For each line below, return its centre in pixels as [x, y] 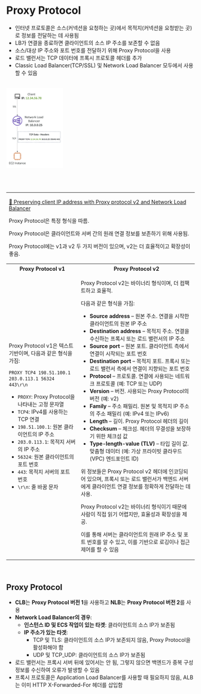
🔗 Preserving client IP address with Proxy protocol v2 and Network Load [98, 202]
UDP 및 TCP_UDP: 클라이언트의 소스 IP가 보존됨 [89, 655]
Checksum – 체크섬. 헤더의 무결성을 [132, 429]
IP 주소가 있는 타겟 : [46, 632]
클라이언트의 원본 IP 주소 [118, 324]
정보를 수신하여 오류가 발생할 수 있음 [57, 670]
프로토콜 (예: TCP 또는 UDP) [129, 384]
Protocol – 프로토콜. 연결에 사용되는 [132, 376]
